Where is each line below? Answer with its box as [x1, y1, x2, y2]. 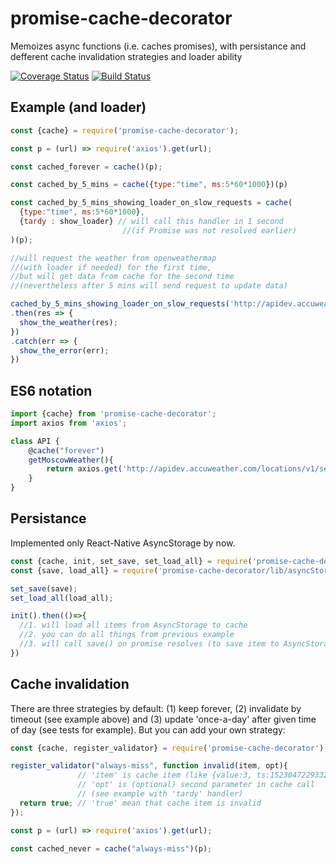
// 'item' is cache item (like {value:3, [77, 770, 253, 781]
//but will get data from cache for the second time [10, 272, 235, 282]
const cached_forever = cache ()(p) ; [10, 162, 163, 172]
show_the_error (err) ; [19, 345, 110, 356]
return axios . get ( [46, 464, 123, 474]
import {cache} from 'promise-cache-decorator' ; [10, 409, 217, 419]
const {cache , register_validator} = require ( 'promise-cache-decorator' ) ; [10, 743, 329, 753]
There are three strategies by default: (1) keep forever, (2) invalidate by [10, 702, 302, 714]
